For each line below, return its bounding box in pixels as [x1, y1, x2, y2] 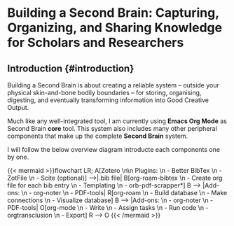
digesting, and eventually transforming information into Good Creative [7, 96, 209, 104]
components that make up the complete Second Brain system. [7, 132, 188, 140]
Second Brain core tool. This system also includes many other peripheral [7, 125, 217, 132]
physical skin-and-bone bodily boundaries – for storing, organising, [7, 89, 202, 97]
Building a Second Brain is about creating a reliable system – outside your [7, 81, 219, 89]
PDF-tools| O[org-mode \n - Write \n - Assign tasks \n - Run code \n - [7, 204, 209, 211]
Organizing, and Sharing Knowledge [7, 20, 223, 36]
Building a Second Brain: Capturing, [7, 5, 219, 21]
